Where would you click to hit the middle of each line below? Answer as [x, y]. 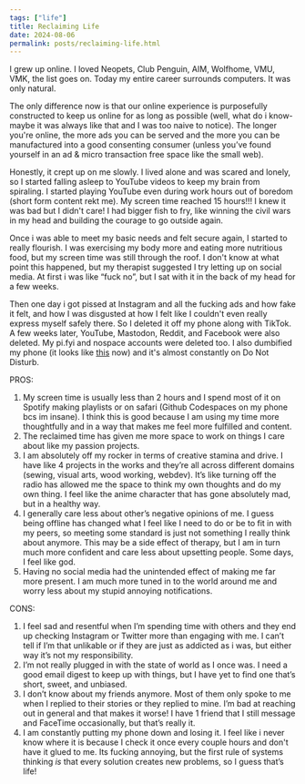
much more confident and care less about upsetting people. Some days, [158, 553]
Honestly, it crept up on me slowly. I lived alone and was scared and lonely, [150, 172]
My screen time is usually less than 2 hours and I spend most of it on [151, 398]
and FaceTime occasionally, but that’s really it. [109, 723]
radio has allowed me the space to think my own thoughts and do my [152, 484]
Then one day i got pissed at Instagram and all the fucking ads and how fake [153, 304]
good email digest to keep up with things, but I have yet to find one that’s [159, 675]
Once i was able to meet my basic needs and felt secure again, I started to [149, 239]
